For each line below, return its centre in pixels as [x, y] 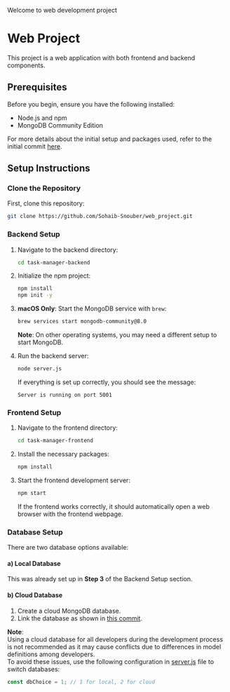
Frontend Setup [34, 412]
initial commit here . [35, 146]
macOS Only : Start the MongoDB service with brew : [92, 308]
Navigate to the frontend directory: [67, 428]
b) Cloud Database [35, 595]
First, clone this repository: [46, 203]
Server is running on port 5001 [65, 395]
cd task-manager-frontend [55, 441]
